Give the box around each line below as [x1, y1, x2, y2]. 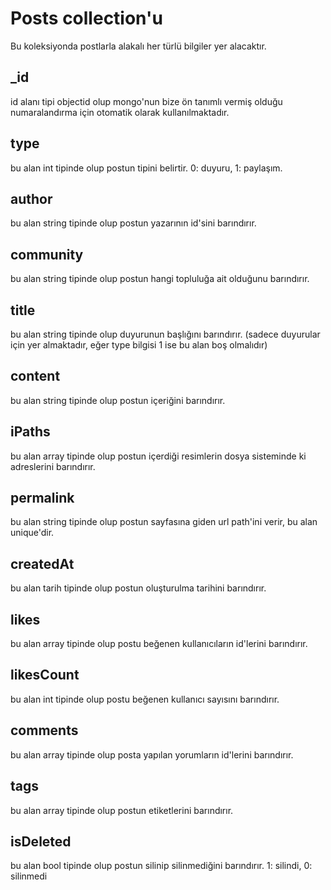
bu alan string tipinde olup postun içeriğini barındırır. [10, 394, 226, 406]
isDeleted [10, 833, 72, 850]
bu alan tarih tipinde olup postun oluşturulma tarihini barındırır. [10, 582, 267, 594]
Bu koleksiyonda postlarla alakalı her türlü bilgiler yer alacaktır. [10, 40, 267, 52]
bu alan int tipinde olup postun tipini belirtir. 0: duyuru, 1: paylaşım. [10, 162, 283, 174]
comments [10, 722, 79, 739]
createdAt [10, 555, 75, 572]
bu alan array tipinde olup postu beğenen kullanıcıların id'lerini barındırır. [10, 638, 308, 650]
